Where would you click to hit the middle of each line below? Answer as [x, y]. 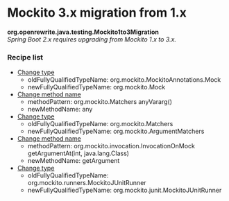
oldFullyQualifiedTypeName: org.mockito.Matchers [100, 124]
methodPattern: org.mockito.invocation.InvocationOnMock [111, 146]
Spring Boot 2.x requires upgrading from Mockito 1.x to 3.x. [92, 39]
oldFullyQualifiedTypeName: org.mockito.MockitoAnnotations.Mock [124, 80]
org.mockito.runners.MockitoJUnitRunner [87, 183]
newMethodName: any [60, 110]
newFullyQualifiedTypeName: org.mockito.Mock [96, 87]
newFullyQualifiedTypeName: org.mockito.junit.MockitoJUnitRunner [125, 190]
